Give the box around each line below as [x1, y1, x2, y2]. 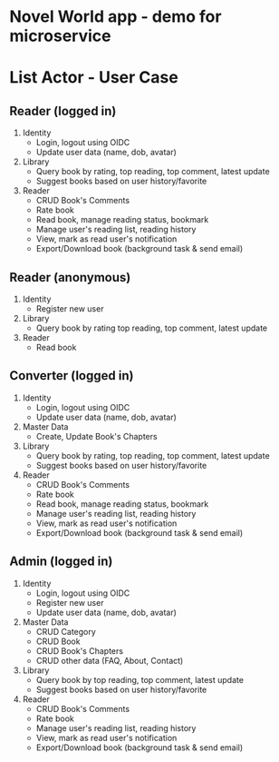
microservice [9, 25, 111, 46]
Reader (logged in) [9, 103, 117, 119]
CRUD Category [35, 626, 97, 637]
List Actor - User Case [9, 67, 178, 88]
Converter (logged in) [9, 368, 134, 383]
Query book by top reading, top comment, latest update [35, 674, 245, 685]
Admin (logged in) [9, 554, 113, 569]
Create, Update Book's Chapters [35, 430, 158, 441]
